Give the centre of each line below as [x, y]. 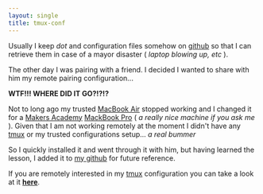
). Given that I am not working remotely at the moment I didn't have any [124, 126]
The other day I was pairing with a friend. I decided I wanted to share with [129, 69]
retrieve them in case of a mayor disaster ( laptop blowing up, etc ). [118, 54]
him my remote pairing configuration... [71, 78]
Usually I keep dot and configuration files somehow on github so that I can [130, 45]
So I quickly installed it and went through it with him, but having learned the [131, 149]
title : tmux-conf [37, 23]
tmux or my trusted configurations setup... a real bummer [102, 134]
